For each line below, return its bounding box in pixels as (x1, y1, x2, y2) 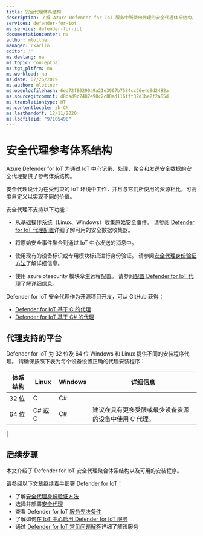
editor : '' (6, 48, 34, 55)
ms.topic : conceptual (6, 59, 61, 65)
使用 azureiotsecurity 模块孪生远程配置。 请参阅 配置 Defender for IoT (14, 273, 187, 280)
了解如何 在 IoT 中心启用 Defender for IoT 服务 (14, 515, 128, 523)
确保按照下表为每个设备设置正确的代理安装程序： (23, 358, 146, 365)
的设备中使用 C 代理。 (92, 415, 155, 423)
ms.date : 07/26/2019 (6, 76, 59, 82)
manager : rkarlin (6, 43, 50, 49)
